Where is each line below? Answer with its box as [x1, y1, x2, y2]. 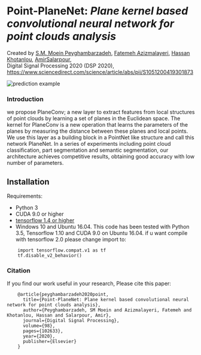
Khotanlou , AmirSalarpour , [7, 56, 72, 63]
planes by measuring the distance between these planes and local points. [7, 127, 188, 135]
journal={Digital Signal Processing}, [22, 318, 120, 324]
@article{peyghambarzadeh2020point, [17, 292, 109, 298]
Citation [7, 266, 31, 274]
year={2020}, [22, 333, 56, 339]
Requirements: [7, 192, 42, 200]
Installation [7, 176, 50, 186]
